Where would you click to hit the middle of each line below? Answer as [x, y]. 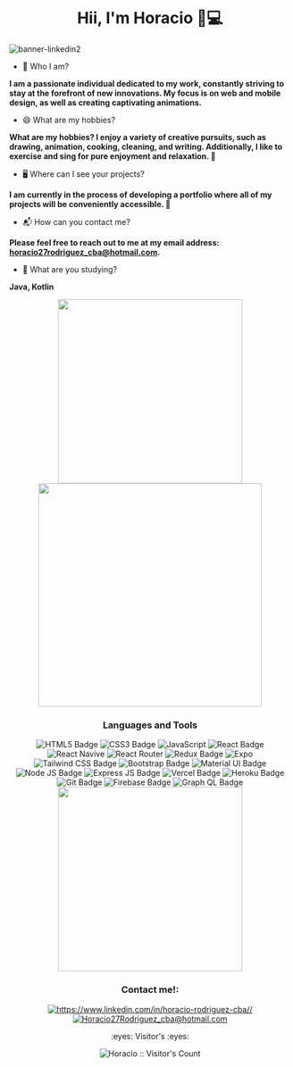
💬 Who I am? [46, 66]
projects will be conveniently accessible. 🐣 [90, 204]
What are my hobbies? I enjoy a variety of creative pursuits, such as [138, 137]
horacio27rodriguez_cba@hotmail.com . [85, 252]
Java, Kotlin [32, 287]
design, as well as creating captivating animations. [106, 102]
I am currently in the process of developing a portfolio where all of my [141, 195]
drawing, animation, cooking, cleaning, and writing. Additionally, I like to [146, 146]
